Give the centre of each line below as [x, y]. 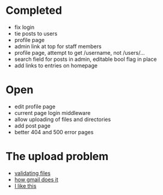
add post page [32, 125]
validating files [32, 173]
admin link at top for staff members [58, 46]
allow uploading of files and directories [63, 119]
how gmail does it [36, 179]
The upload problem [57, 156]
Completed [34, 11]
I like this [25, 186]
